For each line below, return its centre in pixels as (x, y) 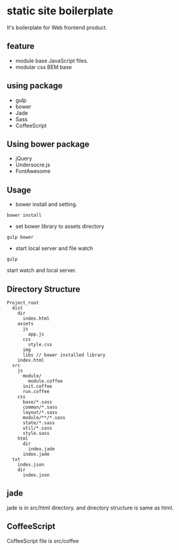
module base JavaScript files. (52, 60)
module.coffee (45, 381)
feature (21, 46)
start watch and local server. (42, 270)
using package (35, 86)
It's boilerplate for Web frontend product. (57, 27)
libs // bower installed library (64, 355)
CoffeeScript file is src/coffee (43, 540)
